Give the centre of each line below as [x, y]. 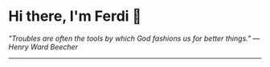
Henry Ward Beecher [43, 46]
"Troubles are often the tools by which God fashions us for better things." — [134, 38]
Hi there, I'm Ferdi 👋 [75, 16]
